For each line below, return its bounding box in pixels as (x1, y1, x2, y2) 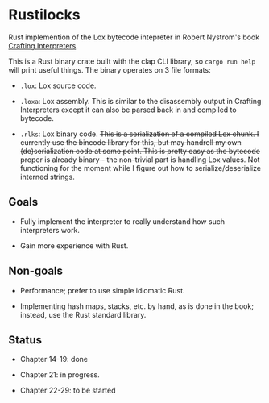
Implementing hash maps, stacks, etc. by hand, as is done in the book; (19, 301, 254, 311)
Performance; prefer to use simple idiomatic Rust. (19, 285, 185, 295)
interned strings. (19, 172, 75, 181)
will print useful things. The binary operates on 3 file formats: (8, 64, 211, 74)
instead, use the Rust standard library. (19, 310, 147, 319)
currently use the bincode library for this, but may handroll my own (19, 137, 242, 147)
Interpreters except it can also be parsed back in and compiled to (19, 105, 237, 114)
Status (8, 333, 43, 347)
